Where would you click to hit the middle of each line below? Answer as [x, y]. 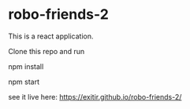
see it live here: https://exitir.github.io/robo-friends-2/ [95, 96]
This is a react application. [51, 36]
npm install [26, 66]
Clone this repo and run [47, 51]
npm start [24, 82]
